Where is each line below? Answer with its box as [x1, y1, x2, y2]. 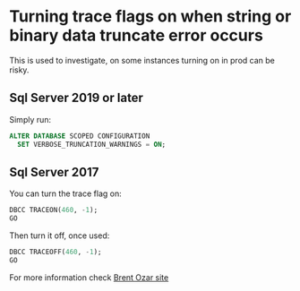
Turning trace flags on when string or [9, 6, 292, 27]
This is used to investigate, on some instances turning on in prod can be [9, 55, 275, 65]
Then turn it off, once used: [9, 230, 110, 241]
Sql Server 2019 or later [9, 90, 143, 106]
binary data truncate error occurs [9, 25, 264, 46]
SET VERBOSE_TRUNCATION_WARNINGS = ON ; [17, 140, 167, 149]
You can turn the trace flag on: [9, 188, 123, 199]
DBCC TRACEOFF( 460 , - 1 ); [9, 248, 102, 257]
